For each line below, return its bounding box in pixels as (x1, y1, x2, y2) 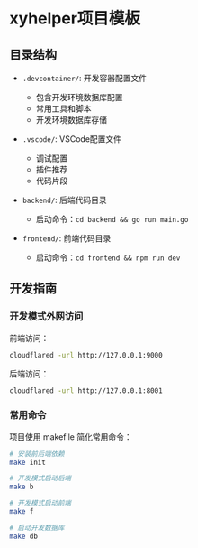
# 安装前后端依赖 (9, 449, 65, 459)
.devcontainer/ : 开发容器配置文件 (22, 73, 148, 83)
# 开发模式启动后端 (9, 474, 72, 483)
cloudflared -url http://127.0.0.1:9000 (9, 350, 164, 359)
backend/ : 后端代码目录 (22, 195, 108, 205)
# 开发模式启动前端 (9, 498, 72, 508)
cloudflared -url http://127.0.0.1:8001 (9, 385, 164, 395)
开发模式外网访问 (9, 311, 84, 323)
